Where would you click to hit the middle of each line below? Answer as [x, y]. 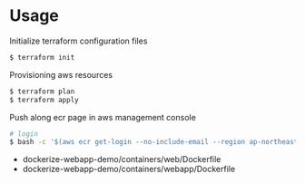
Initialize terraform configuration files [79, 41]
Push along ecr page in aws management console [103, 117]
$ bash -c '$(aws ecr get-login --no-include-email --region [128, 142]
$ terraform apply [44, 100]
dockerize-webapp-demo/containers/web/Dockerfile [122, 159]
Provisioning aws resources [61, 74]
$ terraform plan [42, 91]
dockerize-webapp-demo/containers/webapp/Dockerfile [129, 169]
